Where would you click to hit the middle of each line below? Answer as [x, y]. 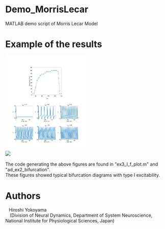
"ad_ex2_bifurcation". [28, 170]
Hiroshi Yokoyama [28, 210]
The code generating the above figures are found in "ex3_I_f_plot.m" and [82, 164]
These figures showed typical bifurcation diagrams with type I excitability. [83, 175]
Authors [23, 196]
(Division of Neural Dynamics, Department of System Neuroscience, [81, 215]
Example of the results [54, 44]
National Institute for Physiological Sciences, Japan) [60, 221]
